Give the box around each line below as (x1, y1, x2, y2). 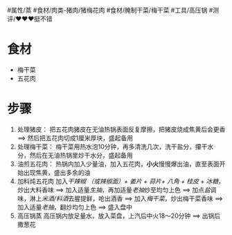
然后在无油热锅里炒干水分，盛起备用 (29, 151, 133, 159)
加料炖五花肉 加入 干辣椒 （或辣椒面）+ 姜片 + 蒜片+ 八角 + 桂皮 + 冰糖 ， (17, 177, 225, 185)
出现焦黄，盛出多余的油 (23, 168, 91, 176)
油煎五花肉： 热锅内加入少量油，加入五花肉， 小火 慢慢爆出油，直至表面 (17, 160, 220, 168)
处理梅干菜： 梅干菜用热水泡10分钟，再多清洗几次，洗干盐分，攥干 (17, 142, 208, 151)
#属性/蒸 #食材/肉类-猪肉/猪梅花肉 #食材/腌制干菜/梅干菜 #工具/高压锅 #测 (7, 6, 220, 14)
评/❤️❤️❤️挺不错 (7, 15, 53, 23)
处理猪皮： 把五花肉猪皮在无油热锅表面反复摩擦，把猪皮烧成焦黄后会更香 (17, 125, 226, 133)
